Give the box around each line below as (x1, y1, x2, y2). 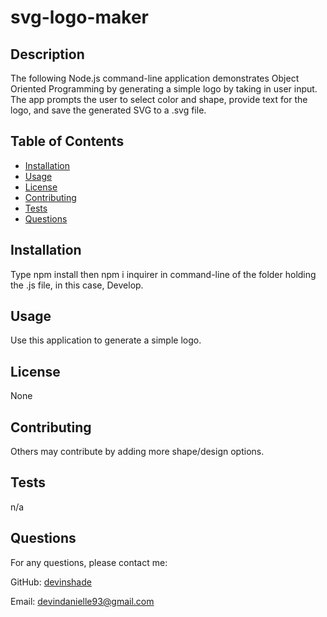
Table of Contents (10, 133, 125, 150)
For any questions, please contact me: (10, 556, 168, 568)
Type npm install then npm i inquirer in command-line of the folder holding (10, 268, 317, 280)
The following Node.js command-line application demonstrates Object (10, 72, 300, 84)
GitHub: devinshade (10, 576, 92, 588)
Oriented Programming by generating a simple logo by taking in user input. (10, 83, 318, 95)
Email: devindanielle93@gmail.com (10, 595, 155, 607)
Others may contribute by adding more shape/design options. (10, 446, 265, 458)
